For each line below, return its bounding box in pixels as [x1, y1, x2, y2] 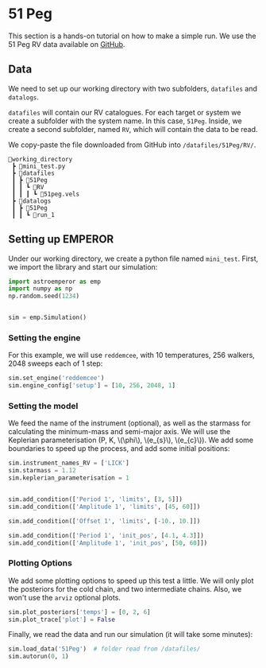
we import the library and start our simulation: [8, 262, 158, 271]
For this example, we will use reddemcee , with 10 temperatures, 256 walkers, [8, 351, 256, 360]
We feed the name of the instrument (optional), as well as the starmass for [8, 418, 252, 428]
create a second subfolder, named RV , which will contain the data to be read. [8, 124, 258, 134]
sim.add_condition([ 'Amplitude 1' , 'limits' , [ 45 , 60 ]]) [8, 503, 201, 511]
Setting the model [8, 401, 79, 412]
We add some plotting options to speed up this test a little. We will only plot [8, 576, 254, 585]
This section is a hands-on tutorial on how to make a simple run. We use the [8, 31, 256, 41]
